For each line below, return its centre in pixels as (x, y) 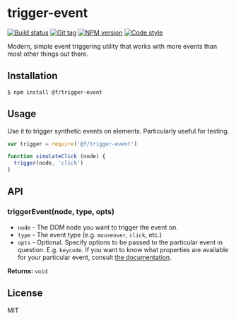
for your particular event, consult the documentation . (94, 257)
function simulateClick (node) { (57, 157)
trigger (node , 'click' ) (48, 163)
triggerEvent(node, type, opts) (61, 212)
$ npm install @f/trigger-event (55, 92)
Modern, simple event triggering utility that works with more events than (112, 46)
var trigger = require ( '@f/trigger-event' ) (72, 144)
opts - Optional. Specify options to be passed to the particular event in (120, 242)
